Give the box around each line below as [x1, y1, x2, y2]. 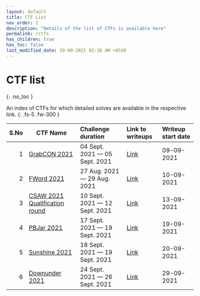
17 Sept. [80, 216, 104, 224]
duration [80, 132, 105, 141]
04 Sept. [80, 142, 104, 151]
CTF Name [36, 129, 67, 137]
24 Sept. [80, 265, 104, 273]
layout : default [6, 8, 46, 15]
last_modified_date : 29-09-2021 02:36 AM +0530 [6, 48, 127, 54]
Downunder [29, 269, 62, 277]
